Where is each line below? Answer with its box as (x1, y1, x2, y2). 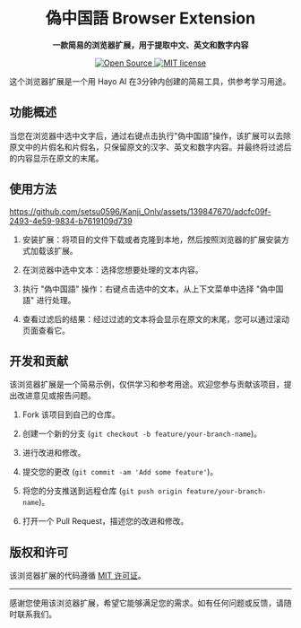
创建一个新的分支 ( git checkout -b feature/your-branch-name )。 (21, 428, 262, 440)
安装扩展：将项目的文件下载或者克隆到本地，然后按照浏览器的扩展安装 (21, 234, 282, 245)
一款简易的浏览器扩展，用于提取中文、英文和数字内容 (52, 39, 249, 50)
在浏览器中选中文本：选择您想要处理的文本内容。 (21, 264, 203, 275)
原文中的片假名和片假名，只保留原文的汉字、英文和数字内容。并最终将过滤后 (9, 141, 292, 153)
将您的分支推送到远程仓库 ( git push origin (21, 485, 183, 496)
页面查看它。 (21, 325, 70, 336)
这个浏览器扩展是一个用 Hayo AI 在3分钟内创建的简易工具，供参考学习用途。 (9, 75, 291, 86)
